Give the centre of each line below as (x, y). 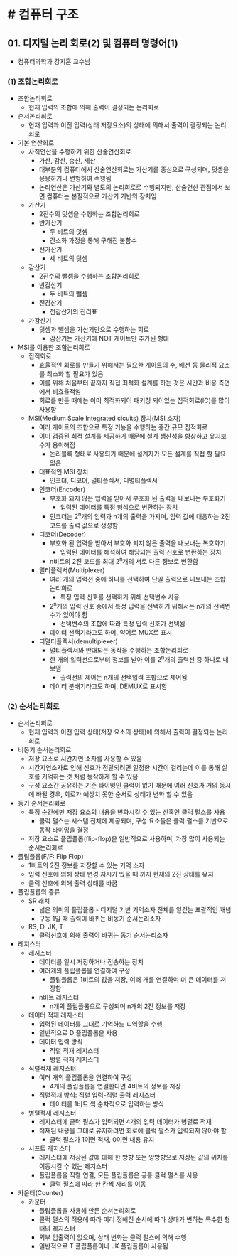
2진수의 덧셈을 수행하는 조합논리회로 (89, 214)
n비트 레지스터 (59, 997)
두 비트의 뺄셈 (69, 294)
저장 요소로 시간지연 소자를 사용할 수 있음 (85, 759)
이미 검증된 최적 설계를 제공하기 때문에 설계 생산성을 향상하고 (123, 436)
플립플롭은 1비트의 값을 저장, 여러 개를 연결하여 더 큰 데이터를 (134, 980)
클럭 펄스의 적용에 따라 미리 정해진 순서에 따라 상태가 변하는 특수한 (131, 1219)
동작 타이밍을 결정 (64, 830)
